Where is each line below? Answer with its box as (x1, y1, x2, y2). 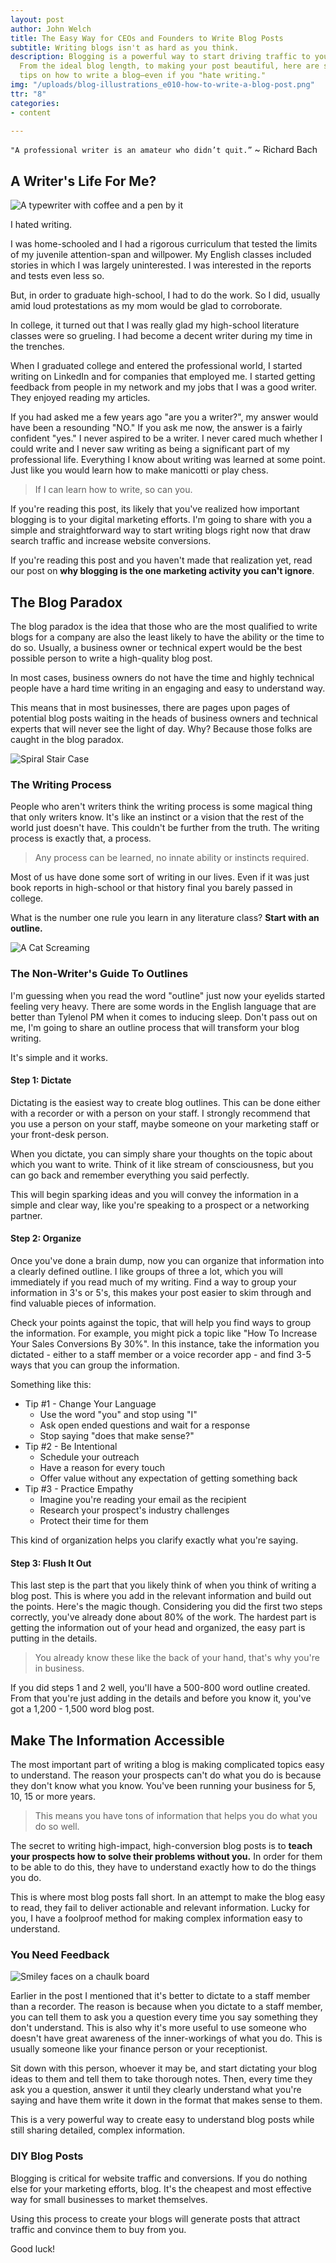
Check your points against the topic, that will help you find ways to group (10, 1317, 312, 1328)
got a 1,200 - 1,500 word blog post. (10, 1703, 155, 1715)
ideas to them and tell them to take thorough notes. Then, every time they (10, 2073, 313, 2085)
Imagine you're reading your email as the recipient (39, 1494, 247, 1505)
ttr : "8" (10, 89, 47, 99)
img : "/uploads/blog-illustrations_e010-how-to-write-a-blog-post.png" (10, 80, 315, 90)
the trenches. (10, 341, 65, 353)
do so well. (34, 1821, 80, 1833)
